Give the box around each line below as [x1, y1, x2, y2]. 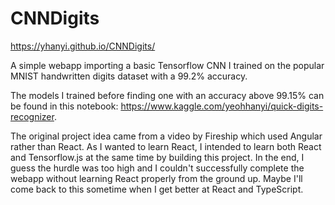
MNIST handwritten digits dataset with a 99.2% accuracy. [10, 70, 248, 82]
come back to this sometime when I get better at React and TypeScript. [10, 183, 304, 195]
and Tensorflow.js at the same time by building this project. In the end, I [10, 151, 305, 163]
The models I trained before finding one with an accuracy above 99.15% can [10, 89, 325, 101]
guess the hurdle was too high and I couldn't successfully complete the [10, 162, 305, 174]
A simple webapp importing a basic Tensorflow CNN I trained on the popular [10, 59, 325, 71]
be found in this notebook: [10, 100, 119, 112]
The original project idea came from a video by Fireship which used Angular [10, 130, 323, 142]
